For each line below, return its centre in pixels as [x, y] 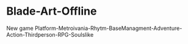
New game [20, 28]
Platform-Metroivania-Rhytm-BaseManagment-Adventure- [108, 28]
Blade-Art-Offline [52, 11]
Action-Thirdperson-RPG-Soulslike [50, 34]
